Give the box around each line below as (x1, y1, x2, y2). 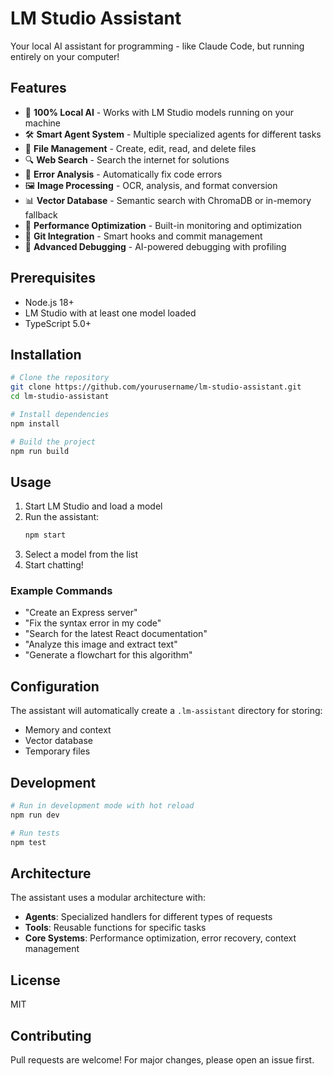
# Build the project (10, 437, 97, 447)
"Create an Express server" (24, 607, 138, 619)
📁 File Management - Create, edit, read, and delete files (24, 142, 257, 154)
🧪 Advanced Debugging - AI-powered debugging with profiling (24, 240, 287, 252)
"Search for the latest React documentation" (24, 628, 208, 640)
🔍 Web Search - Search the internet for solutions (24, 153, 230, 166)
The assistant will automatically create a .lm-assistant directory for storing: (10, 705, 323, 717)
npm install (10, 418, 60, 429)
